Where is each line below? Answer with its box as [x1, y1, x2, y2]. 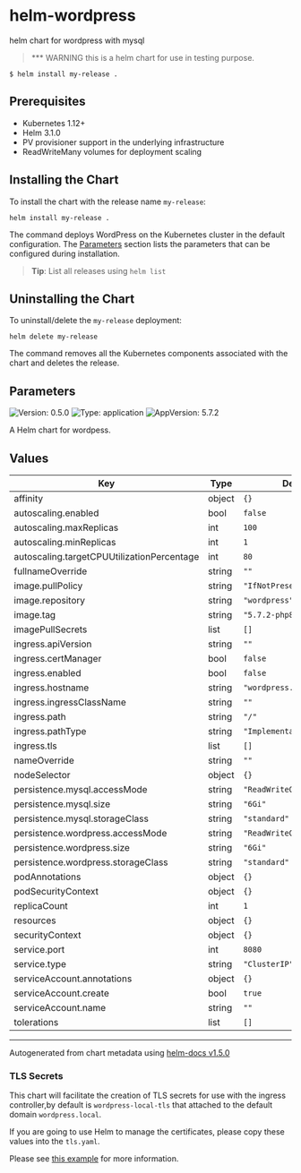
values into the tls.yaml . [9, 1136, 100, 1147]
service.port [13, 944, 65, 955]
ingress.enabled [13, 667, 82, 679]
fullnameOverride [13, 565, 88, 578]
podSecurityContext [13, 886, 99, 897]
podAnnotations [13, 870, 82, 883]
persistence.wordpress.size [13, 842, 130, 853]
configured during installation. [9, 248, 121, 259]
